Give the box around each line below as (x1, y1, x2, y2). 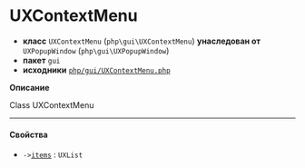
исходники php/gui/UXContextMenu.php (22, 64, 171, 75)
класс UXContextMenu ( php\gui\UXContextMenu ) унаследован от (22, 35, 261, 46)
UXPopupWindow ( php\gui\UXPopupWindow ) (22, 44, 170, 55)
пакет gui (22, 54, 61, 65)
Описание (9, 82, 50, 93)
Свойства (9, 129, 48, 140)
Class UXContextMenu (9, 99, 94, 110)
